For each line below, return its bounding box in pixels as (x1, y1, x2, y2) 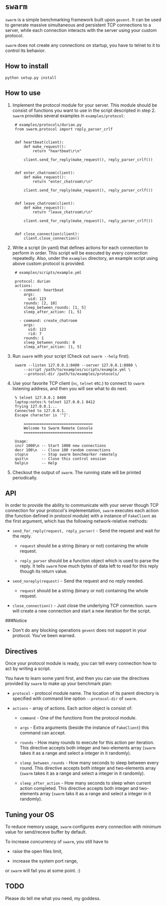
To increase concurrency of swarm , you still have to (5, 839, 109, 845)
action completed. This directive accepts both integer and (19, 785, 138, 791)
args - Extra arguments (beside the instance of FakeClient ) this (19, 724, 149, 730)
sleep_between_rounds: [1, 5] (23, 305, 86, 310)
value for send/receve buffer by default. (5, 829, 87, 835)
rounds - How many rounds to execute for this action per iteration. (19, 739, 155, 745)
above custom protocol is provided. (12, 260, 85, 266)
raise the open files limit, (12, 848, 63, 854)
